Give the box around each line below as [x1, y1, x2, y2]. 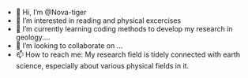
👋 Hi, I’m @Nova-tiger [15, 8, 87, 17]
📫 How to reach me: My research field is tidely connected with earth [15, 50, 241, 59]
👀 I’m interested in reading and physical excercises [15, 16, 182, 25]
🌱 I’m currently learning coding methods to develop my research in [15, 24, 233, 33]
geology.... [15, 32, 51, 42]
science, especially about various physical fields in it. [15, 61, 190, 70]
